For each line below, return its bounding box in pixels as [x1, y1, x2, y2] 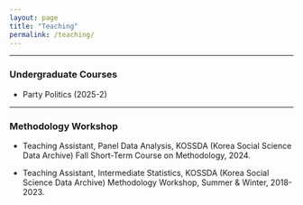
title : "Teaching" [9, 22, 78, 31]
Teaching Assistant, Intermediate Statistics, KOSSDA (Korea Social [22, 167, 270, 178]
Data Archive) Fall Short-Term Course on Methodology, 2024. [22, 150, 251, 161]
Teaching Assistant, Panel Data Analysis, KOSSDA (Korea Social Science [22, 140, 292, 151]
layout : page [9, 13, 59, 23]
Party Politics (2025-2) [22, 89, 108, 99]
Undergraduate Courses [9, 69, 118, 81]
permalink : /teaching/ [9, 30, 95, 39]
